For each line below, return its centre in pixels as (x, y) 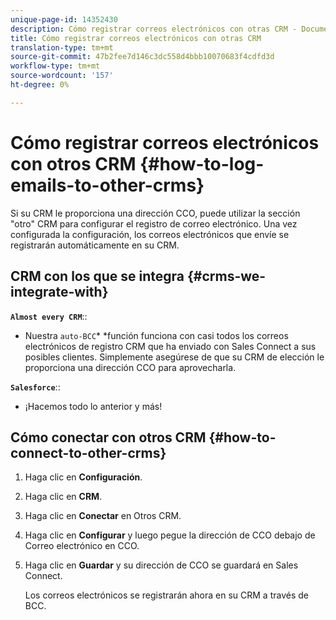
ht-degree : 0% (40, 85)
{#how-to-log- (202, 163)
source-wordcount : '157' (62, 76)
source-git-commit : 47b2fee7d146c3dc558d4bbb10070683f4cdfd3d (142, 57)
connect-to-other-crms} (88, 452)
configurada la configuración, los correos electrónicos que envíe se (150, 234)
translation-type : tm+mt (62, 47)
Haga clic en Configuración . (83, 477)
